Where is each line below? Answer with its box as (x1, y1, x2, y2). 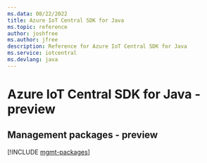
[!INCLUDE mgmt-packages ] (7, 148, 90, 156)
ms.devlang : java (7, 56, 58, 63)
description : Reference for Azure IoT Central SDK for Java (7, 43, 188, 50)
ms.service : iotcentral (7, 50, 77, 57)
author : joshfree (7, 30, 58, 37)
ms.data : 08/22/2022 (7, 10, 68, 18)
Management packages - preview (7, 129, 158, 141)
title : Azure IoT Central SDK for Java (7, 17, 125, 24)
